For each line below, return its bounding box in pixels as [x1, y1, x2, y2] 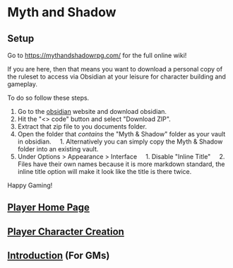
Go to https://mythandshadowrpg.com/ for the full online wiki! [7, 51, 187, 59]
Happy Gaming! [7, 181, 53, 190]
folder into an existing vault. [17, 145, 99, 153]
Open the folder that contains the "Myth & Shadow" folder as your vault [17, 130, 226, 138]
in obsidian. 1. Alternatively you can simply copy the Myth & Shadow [17, 137, 223, 146]
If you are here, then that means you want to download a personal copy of [7, 65, 223, 73]
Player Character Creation [7, 226, 125, 238]
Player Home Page [7, 202, 90, 214]
